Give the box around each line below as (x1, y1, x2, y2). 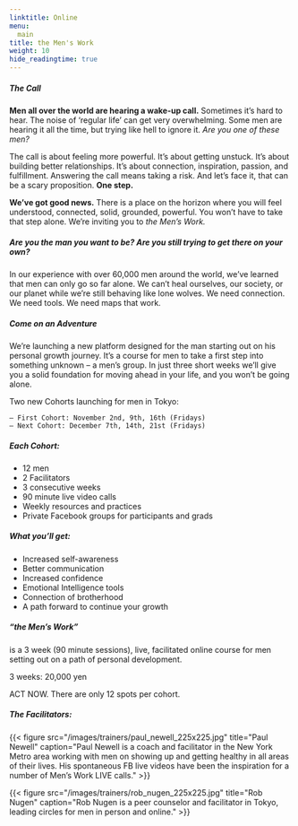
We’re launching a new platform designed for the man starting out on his (9, 340, 276, 351)
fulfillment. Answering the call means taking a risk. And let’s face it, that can (9, 170, 289, 180)
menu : (9, 22, 30, 30)
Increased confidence (21, 572, 104, 583)
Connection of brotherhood (21, 591, 123, 602)
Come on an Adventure (9, 317, 98, 328)
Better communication (21, 562, 105, 574)
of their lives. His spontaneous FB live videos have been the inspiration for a (9, 760, 289, 771)
